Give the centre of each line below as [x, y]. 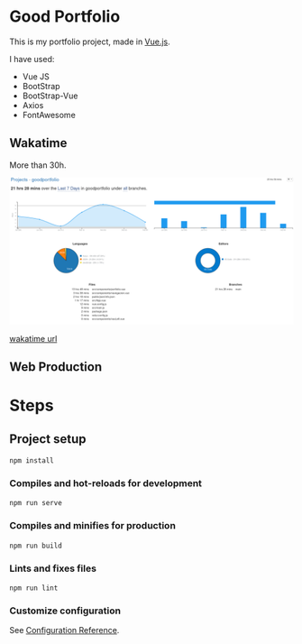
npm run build [36, 546]
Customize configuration [65, 611]
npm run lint [34, 588]
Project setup [48, 439]
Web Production [55, 367]
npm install [32, 461]
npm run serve [36, 503]
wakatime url [33, 338]
